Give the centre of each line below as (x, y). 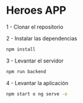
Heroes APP (36, 10)
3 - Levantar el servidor (35, 61)
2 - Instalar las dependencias (42, 38)
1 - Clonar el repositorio (35, 27)
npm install (21, 49)
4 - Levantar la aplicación (37, 83)
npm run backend (26, 71)
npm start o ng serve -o (37, 94)
